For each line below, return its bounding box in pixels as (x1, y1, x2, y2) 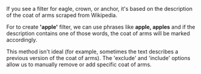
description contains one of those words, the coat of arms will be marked (6, 30, 191, 37)
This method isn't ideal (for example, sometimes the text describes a (6, 48, 178, 55)
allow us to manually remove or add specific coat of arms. (6, 61, 152, 68)
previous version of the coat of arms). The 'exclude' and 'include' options (6, 55, 191, 61)
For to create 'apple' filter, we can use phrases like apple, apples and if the (6, 24, 196, 30)
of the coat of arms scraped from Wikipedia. (6, 12, 118, 19)
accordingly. (6, 36, 38, 43)
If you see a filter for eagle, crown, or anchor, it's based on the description (6, 5, 193, 12)
